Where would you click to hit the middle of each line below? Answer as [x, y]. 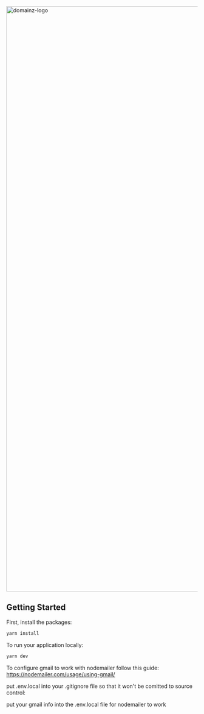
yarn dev [17, 656]
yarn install [23, 633]
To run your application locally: [45, 645]
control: [16, 692]
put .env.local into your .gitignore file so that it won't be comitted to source [100, 686]
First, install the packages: [39, 622]
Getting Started [36, 608]
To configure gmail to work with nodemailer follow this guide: [83, 668]
